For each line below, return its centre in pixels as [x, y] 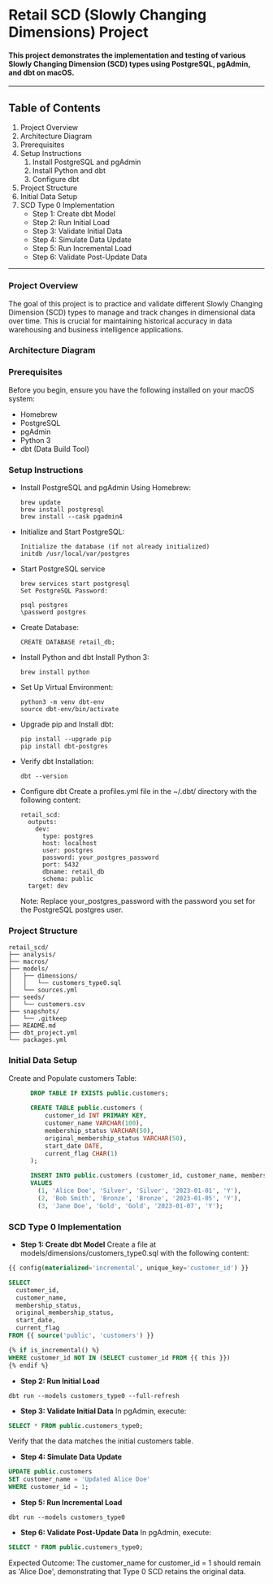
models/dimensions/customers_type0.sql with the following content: [134, 1253]
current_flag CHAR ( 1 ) [81, 1153]
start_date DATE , [74, 1146]
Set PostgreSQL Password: [64, 591]
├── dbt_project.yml [43, 1033]
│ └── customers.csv [47, 1005]
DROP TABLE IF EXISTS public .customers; [99, 1093]
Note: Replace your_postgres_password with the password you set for [138, 901]
